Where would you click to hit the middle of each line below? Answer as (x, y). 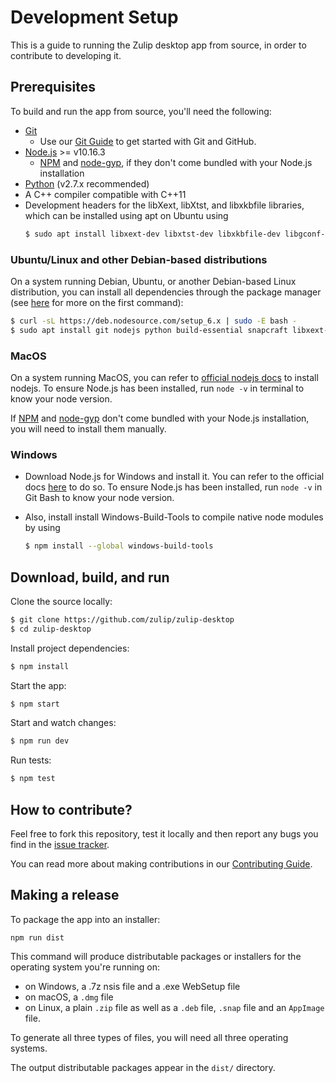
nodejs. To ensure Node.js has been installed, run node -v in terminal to (157, 388)
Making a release (65, 895)
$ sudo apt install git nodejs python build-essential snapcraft (149, 330)
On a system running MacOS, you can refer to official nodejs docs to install (164, 377)
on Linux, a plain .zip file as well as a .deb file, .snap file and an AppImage (174, 1007)
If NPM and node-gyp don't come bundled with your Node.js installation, (160, 418)
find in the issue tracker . (60, 845)
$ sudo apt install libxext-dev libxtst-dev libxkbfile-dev (152, 234)
